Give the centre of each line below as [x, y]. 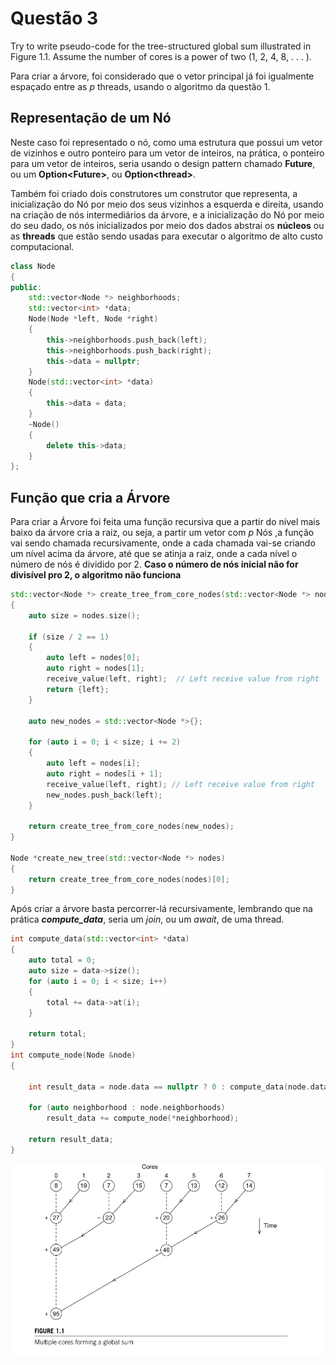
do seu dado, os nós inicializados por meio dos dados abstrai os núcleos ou [167, 225]
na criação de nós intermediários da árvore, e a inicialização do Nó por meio [167, 214]
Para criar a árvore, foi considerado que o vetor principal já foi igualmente [162, 76]
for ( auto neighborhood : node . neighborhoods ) [127, 1108]
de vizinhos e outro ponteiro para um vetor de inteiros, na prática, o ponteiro [167, 153]
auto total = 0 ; [62, 960]
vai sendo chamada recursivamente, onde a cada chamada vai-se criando [163, 543]
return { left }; [78, 689]
